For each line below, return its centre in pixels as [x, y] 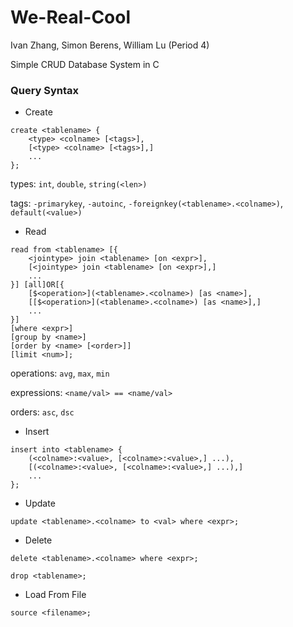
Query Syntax [45, 90]
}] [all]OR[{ [37, 285]
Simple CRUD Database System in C [85, 64]
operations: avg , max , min [60, 373]
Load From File [55, 595]
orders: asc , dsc [42, 412]
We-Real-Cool [71, 17]
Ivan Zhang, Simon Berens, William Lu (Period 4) [110, 45]
